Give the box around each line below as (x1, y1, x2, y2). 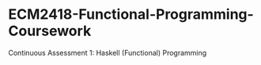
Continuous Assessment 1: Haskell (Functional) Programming (8, 48, 207, 57)
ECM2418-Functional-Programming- (8, 5, 255, 23)
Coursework (8, 22, 92, 40)
